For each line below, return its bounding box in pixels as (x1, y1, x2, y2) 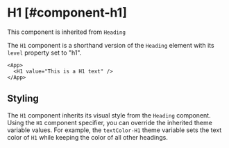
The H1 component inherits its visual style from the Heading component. (7, 111, 211, 119)
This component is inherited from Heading (7, 28, 126, 36)
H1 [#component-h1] (7, 5, 127, 21)
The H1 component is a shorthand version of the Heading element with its (7, 41, 214, 49)
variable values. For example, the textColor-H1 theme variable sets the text (7, 126, 222, 134)
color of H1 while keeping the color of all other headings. (7, 133, 168, 141)
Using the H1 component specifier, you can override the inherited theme (7, 118, 213, 127)
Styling (7, 93, 40, 104)
